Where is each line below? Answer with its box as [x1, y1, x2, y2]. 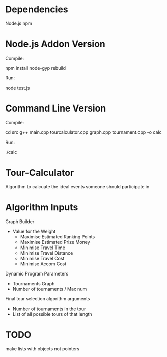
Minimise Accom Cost [20, 261, 67, 267]
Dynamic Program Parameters [5, 270, 69, 277]
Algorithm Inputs [5, 201, 78, 213]
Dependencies [5, 4, 68, 15]
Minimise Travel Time [20, 244, 65, 251]
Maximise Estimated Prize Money [20, 239, 90, 245]
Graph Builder [5, 218, 35, 225]
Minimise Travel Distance [20, 250, 73, 256]
